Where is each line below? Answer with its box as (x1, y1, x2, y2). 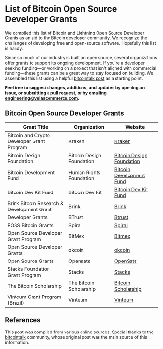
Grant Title (23, 123, 49, 130)
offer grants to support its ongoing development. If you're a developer (5, 60, 145, 66)
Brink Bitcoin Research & (7, 200, 64, 207)
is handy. (5, 45, 23, 51)
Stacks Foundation (7, 265, 50, 272)
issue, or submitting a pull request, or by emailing (5, 90, 107, 96)
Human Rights (68, 169, 101, 175)
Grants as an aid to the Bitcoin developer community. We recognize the (5, 35, 147, 41)
